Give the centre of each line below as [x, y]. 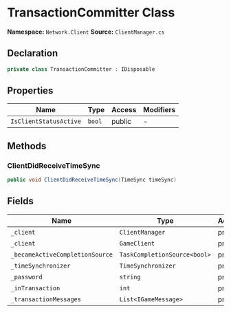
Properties [30, 91]
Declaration [33, 53]
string [130, 277]
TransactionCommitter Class [91, 13]
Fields [21, 201]
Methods [27, 146]
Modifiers [159, 110]
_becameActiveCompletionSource [62, 255]
